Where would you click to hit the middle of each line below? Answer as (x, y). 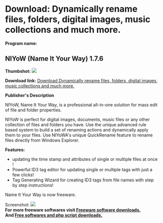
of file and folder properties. (34, 110)
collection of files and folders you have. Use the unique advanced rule (76, 124)
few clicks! (23, 175)
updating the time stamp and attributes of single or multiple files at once (85, 159)
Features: (15, 150)
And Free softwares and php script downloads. (54, 215)
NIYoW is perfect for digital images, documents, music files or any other (78, 119)
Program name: (21, 43)
